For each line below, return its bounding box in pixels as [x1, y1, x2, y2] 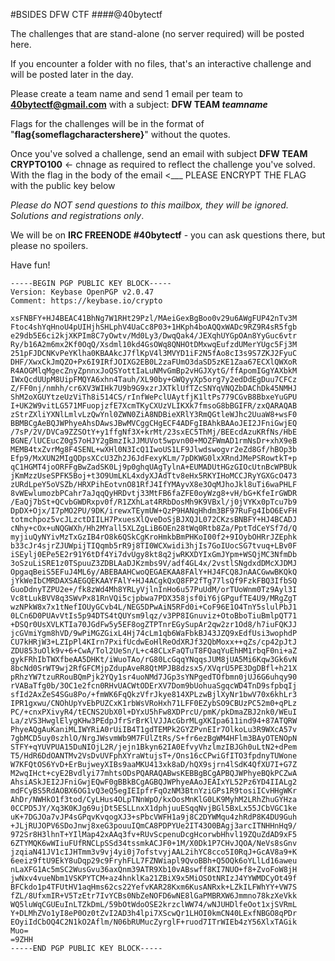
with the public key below [10, 180, 116, 191]
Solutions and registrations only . [10, 210, 145, 221]
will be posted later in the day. [10, 69, 134, 80]
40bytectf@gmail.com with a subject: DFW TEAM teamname [10, 99, 268, 110]
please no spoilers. [10, 240, 89, 251]
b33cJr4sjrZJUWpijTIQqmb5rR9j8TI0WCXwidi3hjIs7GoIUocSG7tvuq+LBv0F [10, 541, 298, 551]
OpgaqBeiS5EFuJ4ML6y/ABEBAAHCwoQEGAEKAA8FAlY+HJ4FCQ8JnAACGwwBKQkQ [10, 567, 298, 577]
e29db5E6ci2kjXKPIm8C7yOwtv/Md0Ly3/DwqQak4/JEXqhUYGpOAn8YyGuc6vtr [10, 331, 298, 341]
